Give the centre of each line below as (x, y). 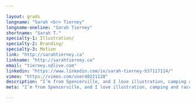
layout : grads (23, 16)
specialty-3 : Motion (31, 49)
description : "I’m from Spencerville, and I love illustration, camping (96, 82)
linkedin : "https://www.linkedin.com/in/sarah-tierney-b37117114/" (90, 71)
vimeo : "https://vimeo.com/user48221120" (57, 77)
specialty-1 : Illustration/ (40, 39)
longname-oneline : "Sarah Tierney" (49, 27)
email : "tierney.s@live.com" (41, 65)
